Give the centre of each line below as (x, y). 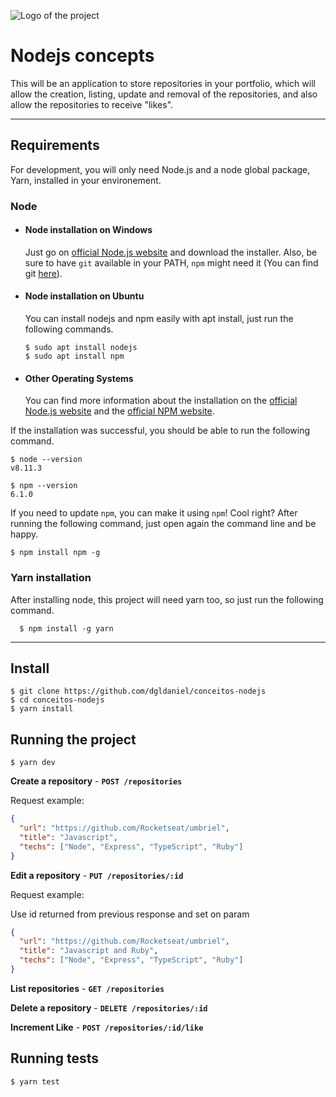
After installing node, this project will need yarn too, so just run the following (167, 599)
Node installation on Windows (88, 230)
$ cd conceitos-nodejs (57, 700)
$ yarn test (35, 1081)
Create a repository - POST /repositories (96, 781)
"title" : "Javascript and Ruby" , (89, 951)
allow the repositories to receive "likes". (92, 104)
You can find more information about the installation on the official (161, 401)
